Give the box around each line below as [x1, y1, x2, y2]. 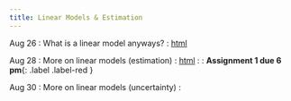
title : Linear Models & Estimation [9, 13, 143, 22]
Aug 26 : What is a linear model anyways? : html [9, 38, 187, 48]
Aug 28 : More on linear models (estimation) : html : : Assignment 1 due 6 [9, 55, 282, 65]
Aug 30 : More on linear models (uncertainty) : [9, 81, 182, 92]
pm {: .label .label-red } [9, 64, 94, 75]
